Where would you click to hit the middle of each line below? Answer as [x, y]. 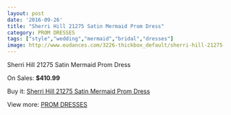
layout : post [26, 13]
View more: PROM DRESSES [47, 104]
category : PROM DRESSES [41, 33]
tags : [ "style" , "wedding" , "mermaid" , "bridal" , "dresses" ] [90, 39]
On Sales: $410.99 [34, 78]
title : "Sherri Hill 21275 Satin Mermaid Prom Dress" [86, 26]
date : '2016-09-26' [35, 20]
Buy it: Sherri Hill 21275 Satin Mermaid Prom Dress [79, 91]
